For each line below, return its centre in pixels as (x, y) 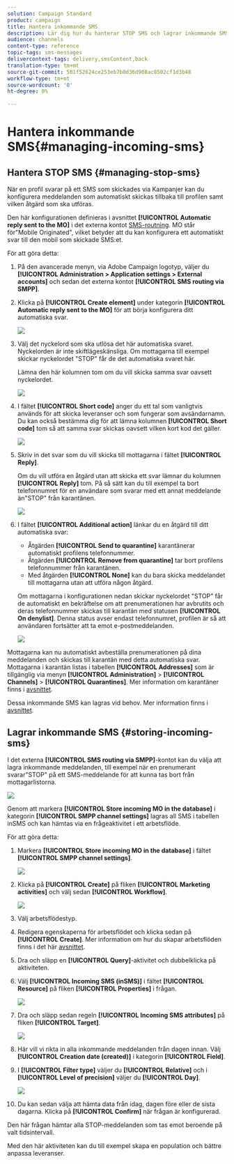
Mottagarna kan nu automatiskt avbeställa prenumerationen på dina (104, 652)
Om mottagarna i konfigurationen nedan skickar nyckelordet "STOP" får (120, 596)
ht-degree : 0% (28, 91)
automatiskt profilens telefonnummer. (81, 553)
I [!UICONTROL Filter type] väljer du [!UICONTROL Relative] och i (112, 1070)
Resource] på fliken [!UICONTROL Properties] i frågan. (97, 988)
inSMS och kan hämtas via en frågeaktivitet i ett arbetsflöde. (94, 823)
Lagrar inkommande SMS (63, 732)
